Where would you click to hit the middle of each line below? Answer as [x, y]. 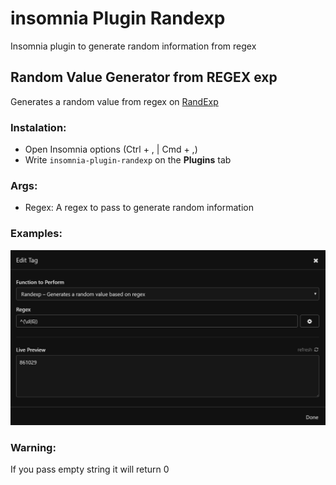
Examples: [36, 234]
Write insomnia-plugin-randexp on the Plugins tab [128, 160]
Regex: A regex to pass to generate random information [139, 208]
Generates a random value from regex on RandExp [114, 101]
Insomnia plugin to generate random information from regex [133, 46]
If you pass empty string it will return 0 [90, 469]
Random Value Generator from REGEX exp [144, 77]
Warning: [33, 447]
